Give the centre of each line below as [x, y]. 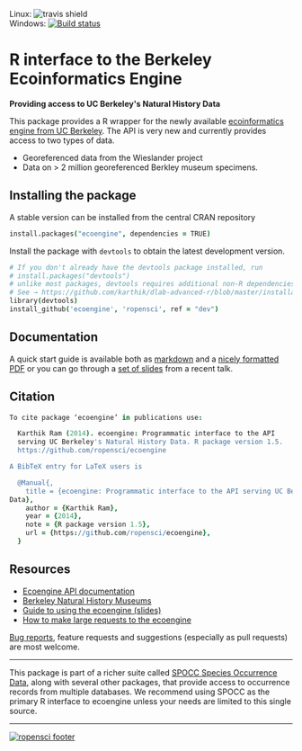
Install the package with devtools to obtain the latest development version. [147, 251]
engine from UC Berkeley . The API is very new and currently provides [138, 130]
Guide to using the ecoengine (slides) [92, 610]
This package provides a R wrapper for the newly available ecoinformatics [147, 121]
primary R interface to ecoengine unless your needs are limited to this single [151, 701]
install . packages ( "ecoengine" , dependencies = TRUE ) [110, 234]
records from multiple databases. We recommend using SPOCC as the [140, 692]
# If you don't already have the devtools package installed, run [136, 267]
